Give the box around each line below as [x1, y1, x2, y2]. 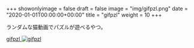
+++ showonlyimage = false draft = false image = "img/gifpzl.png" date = [6, 5, 188, 12]
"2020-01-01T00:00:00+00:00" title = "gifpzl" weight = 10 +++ [6, 11, 162, 18]
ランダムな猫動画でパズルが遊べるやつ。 [6, 24, 106, 30]
